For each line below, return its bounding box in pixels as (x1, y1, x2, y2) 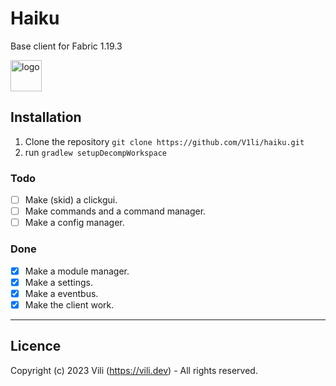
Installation (10, 109, 82, 126)
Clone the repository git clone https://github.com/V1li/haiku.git (24, 135, 305, 147)
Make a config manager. (24, 217, 125, 229)
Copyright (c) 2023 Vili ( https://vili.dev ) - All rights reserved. (10, 364, 258, 376)
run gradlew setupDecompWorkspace (24, 146, 168, 158)
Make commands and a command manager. (24, 205, 207, 217)
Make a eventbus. (24, 287, 99, 299)
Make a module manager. (24, 265, 130, 277)
